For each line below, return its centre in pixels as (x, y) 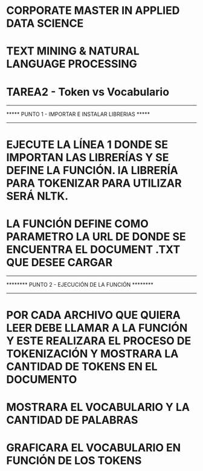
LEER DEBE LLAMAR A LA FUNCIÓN (97, 328)
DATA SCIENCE (45, 23)
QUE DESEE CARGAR (60, 262)
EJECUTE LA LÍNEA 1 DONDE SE (87, 145)
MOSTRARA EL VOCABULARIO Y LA (98, 407)
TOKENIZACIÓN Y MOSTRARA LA (92, 354)
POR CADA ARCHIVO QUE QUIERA (94, 315)
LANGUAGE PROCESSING (72, 64)
